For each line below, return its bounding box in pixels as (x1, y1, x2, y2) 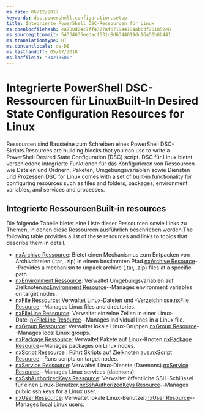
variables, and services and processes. (6, 186, 105, 193)
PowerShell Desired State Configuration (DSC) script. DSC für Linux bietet (6, 153, 193, 160)
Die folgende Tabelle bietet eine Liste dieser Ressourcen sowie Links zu (6, 220, 187, 227)
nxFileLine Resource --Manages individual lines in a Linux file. (29, 316, 185, 323)
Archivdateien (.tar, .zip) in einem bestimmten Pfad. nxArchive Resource (15, 258, 195, 265)
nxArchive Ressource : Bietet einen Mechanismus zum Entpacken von (15, 251, 190, 258)
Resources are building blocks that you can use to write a (25, 146, 170, 154)
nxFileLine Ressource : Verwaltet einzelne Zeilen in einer (15, 310, 156, 317)
